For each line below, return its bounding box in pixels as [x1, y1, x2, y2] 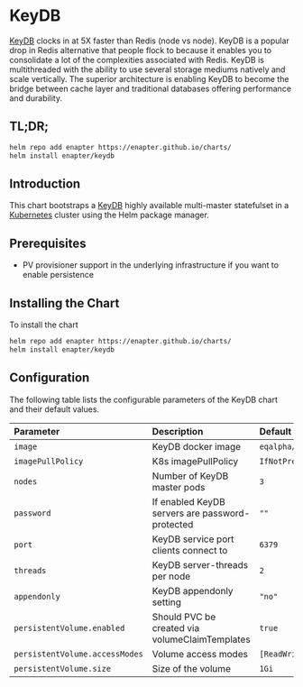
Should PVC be [151, 610, 216, 623]
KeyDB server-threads [151, 558, 249, 571]
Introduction [9, 176, 81, 191]
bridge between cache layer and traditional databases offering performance [9, 83, 291, 94]
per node [151, 570, 191, 582]
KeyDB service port [151, 533, 234, 545]
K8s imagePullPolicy [151, 454, 239, 467]
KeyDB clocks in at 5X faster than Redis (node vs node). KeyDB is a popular [9, 35, 290, 46]
